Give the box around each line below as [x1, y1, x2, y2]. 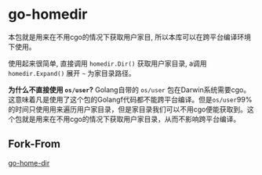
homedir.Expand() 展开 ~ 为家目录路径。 [8, 68, 136, 77]
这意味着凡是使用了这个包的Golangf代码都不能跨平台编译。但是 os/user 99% [8, 95, 253, 104]
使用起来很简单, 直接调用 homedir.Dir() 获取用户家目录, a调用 [8, 59, 207, 68]
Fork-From [8, 137, 61, 151]
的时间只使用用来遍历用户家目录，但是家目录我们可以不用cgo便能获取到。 [8, 104, 247, 114]
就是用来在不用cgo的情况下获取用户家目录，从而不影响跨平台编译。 [21, 114, 241, 123]
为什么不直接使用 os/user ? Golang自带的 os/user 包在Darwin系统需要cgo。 [8, 84, 251, 95]
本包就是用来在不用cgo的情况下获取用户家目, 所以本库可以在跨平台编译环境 [8, 32, 251, 41]
